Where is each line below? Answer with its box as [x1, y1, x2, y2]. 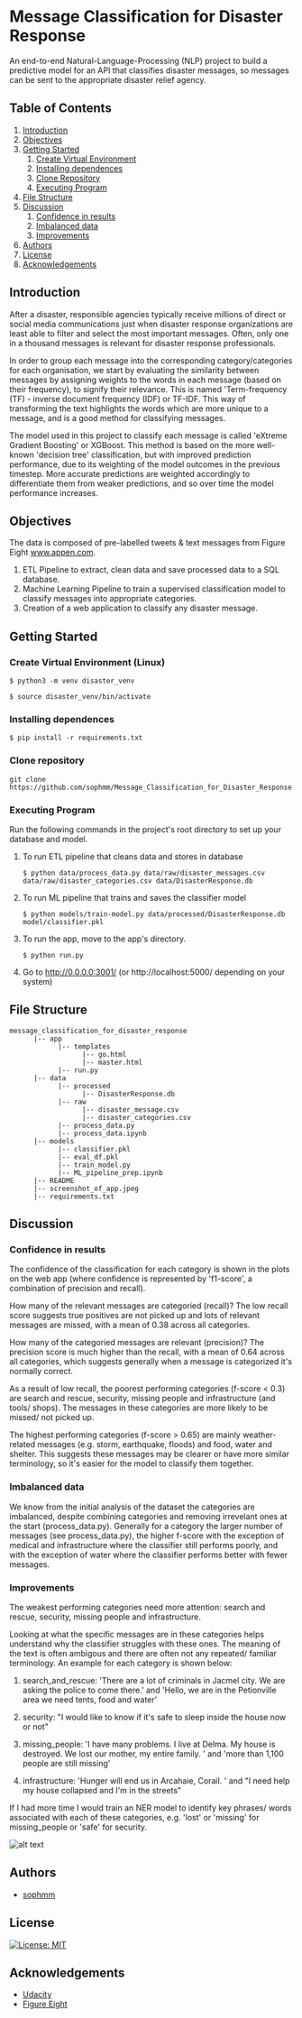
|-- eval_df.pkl [57, 1152, 119, 1161]
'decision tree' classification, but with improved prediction [35, 449, 252, 460]
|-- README [32, 1176, 75, 1185]
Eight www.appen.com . [9, 547, 96, 558]
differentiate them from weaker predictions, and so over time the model [9, 478, 274, 489]
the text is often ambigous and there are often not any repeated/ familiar [9, 1648, 278, 1659]
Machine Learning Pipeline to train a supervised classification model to [22, 583, 286, 594]
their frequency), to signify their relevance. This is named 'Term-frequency [9, 383, 288, 394]
